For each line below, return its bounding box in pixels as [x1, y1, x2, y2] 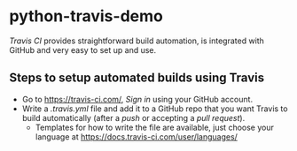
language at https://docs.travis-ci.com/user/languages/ [35, 131, 238, 142]
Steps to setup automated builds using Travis [9, 71, 264, 86]
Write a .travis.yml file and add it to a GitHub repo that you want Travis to [21, 103, 288, 114]
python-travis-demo [9, 6, 164, 26]
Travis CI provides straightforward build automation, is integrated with [9, 35, 264, 46]
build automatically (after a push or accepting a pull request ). [21, 112, 246, 123]
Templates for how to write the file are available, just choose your [35, 122, 275, 132]
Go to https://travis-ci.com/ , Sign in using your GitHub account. [21, 94, 254, 104]
